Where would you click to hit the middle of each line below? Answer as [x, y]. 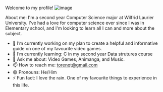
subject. [14, 33]
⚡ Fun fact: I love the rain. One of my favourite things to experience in [85, 78]
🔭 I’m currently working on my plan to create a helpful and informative [85, 43]
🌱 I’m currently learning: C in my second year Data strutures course [83, 54]
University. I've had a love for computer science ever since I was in [75, 23]
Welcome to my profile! [30, 8]
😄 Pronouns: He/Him [35, 72]
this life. [21, 85]
